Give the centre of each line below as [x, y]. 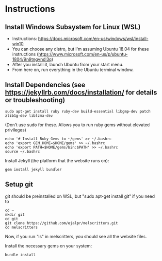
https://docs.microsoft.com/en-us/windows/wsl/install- [93, 38]
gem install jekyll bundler [33, 169]
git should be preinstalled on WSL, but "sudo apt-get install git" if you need [80, 196]
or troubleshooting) [35, 100]
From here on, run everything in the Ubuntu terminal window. [73, 70]
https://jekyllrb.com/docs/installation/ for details [81, 93]
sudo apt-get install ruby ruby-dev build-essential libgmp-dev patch [78, 111]
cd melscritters [21, 227]
